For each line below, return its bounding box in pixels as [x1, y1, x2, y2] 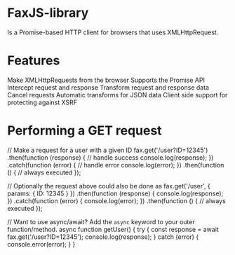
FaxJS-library [7, 5, 89, 21]
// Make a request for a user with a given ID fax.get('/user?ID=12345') [7, 146, 208, 154]
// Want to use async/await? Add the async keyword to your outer [7, 217, 195, 226]
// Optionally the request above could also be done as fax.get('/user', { [7, 181, 210, 190]
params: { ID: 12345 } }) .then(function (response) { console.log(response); [7, 189, 224, 198]
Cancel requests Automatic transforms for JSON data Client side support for [7, 90, 228, 99]
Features [7, 53, 60, 69]
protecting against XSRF [7, 98, 77, 106]
